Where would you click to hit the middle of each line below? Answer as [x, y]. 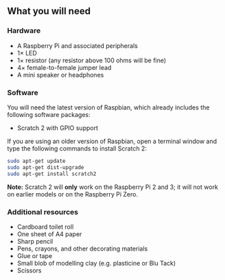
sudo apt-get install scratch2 [52, 174]
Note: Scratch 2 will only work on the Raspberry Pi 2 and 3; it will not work [113, 187]
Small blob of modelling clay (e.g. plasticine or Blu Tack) [96, 263]
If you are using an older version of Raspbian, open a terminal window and [112, 141]
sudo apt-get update [37, 161]
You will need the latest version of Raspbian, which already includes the [108, 107]
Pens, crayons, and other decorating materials [82, 249]
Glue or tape [35, 255]
